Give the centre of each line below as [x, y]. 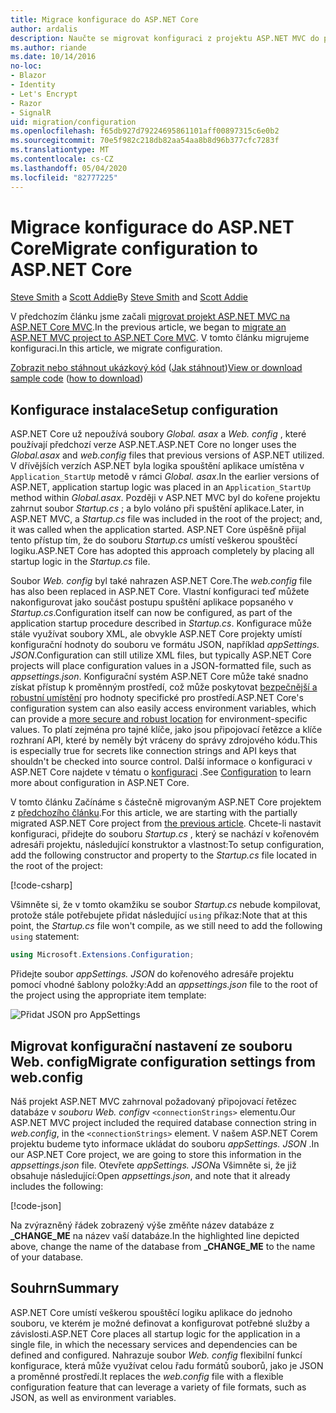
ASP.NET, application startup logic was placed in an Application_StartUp [161, 487]
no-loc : [26, 66]
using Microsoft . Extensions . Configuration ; [102, 955]
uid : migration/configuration [73, 122]
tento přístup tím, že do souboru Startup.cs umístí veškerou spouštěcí [154, 540]
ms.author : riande [48, 47]
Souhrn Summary [65, 1288]
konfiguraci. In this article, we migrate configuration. [116, 348]
